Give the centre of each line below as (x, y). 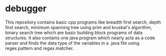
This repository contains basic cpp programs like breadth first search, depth (83, 22)
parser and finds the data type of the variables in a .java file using (72, 43)
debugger (26, 9)
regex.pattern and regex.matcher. (40, 48)
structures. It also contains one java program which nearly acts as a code (80, 38)
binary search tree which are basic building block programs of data (74, 32)
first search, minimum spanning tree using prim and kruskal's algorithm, (79, 27)
